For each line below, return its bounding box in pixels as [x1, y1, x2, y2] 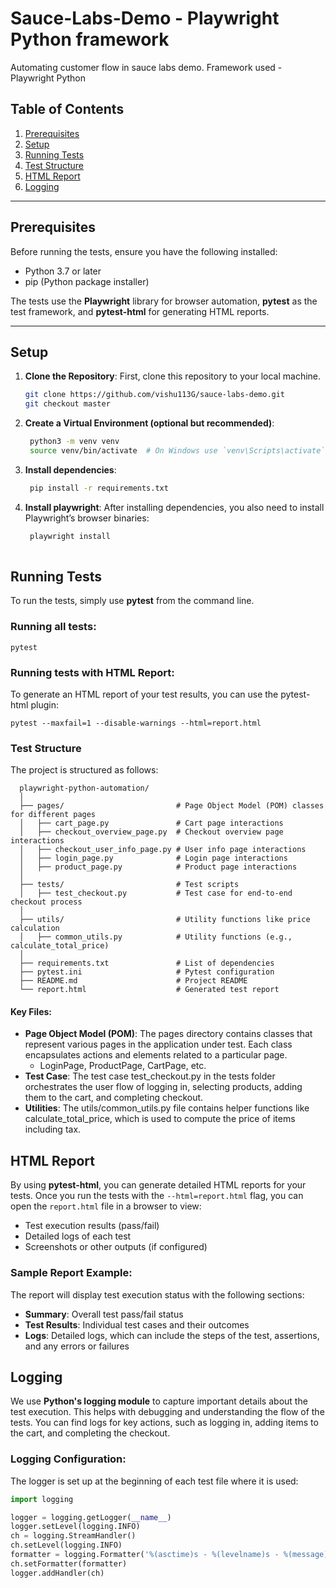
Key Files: [10, 1005, 53, 1017]
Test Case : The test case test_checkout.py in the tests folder [24, 1070, 276, 1082]
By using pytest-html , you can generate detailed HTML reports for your [10, 1179, 307, 1191]
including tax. [24, 1123, 82, 1136]
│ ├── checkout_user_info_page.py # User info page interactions [19, 845, 307, 855]
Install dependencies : [24, 463, 117, 476]
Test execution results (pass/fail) [24, 1220, 160, 1232]
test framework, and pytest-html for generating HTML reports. [10, 305, 270, 317]
